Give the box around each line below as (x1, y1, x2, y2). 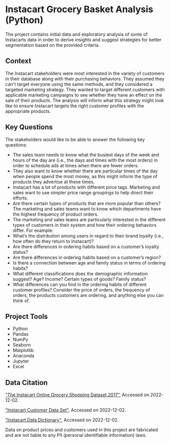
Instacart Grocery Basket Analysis (5, 4, 154, 15)
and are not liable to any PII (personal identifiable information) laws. (5, 432, 147, 438)
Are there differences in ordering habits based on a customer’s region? (12, 254, 161, 260)
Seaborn (12, 342, 31, 348)
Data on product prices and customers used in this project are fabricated (5, 427, 158, 433)
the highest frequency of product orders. (12, 211, 99, 217)
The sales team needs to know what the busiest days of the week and (12, 152, 159, 158)
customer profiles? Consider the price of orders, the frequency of (12, 286, 150, 293)
